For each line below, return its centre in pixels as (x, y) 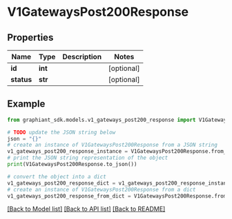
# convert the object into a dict (57, 176)
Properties (30, 38)
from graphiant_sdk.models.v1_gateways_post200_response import (101, 120)
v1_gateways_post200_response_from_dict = (69, 196)
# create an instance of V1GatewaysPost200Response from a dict (101, 189)
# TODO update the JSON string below (61, 132)
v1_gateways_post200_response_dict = (61, 183)
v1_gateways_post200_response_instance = (68, 152)
